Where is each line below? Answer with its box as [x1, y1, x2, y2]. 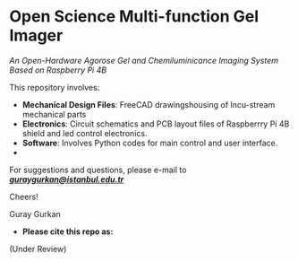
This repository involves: [9, 82, 100, 92]
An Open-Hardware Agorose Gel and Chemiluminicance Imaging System [9, 55, 279, 65]
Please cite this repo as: [21, 226, 114, 237]
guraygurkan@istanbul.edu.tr [9, 173, 124, 185]
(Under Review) [9, 243, 67, 254]
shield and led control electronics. [21, 127, 148, 138]
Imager [9, 25, 64, 46]
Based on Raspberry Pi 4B [9, 65, 107, 75]
